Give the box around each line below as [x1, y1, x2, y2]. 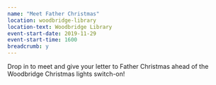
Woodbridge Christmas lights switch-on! [7, 70, 125, 78]
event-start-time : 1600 [7, 37, 78, 44]
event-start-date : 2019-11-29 [7, 30, 97, 37]
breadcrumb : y [7, 43, 50, 50]
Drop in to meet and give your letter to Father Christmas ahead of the [7, 63, 209, 70]
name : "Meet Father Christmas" [7, 10, 100, 18]
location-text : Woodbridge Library [7, 23, 113, 30]
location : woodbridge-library [7, 17, 97, 24]
